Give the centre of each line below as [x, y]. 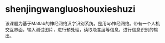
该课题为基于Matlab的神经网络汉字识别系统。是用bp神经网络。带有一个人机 [83, 23]
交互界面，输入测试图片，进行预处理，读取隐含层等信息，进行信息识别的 [79, 29]
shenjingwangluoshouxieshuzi [70, 9]
